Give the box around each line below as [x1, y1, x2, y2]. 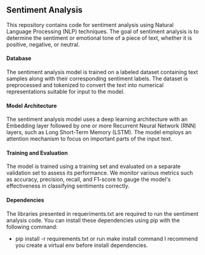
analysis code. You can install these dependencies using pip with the [6, 216, 181, 224]
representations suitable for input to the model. [6, 88, 125, 96]
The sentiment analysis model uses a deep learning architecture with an [6, 116, 188, 123]
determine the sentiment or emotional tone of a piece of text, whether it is [6, 34, 192, 42]
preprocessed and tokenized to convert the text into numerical [6, 82, 164, 89]
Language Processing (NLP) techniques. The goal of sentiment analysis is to [6, 28, 199, 35]
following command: [6, 223, 58, 230]
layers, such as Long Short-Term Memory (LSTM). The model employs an [6, 129, 192, 136]
